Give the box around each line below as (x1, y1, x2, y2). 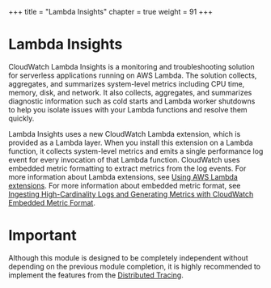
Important (8, 227, 77, 245)
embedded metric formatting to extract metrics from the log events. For (8, 163, 247, 173)
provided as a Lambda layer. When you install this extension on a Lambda (8, 138, 253, 147)
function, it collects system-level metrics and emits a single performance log (8, 146, 264, 156)
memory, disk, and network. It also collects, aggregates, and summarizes (8, 87, 252, 97)
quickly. (8, 113, 35, 123)
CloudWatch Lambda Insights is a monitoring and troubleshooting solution (8, 61, 255, 71)
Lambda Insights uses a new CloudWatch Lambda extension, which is (8, 129, 241, 138)
